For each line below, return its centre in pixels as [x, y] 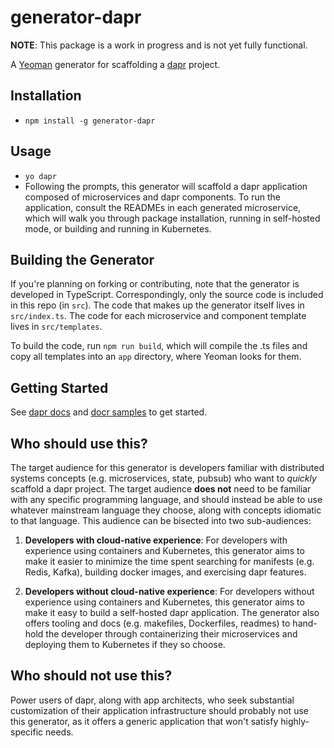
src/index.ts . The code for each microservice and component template [158, 316]
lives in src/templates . [56, 327]
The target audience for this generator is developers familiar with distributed [167, 467]
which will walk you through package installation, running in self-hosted [172, 218]
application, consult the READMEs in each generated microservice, [163, 207]
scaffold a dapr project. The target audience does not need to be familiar [161, 489]
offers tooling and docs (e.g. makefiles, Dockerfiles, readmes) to [157, 623]
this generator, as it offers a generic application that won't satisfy [144, 721]
